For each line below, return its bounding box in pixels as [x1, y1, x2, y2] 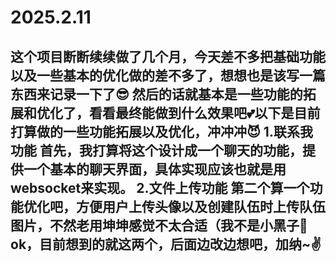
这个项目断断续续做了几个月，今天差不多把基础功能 [10, 48, 326, 65]
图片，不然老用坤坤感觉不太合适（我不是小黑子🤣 [10, 217, 308, 234]
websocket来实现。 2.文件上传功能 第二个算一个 [10, 179, 310, 196]
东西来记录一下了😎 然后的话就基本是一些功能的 [10, 86, 303, 103]
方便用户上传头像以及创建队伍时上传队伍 [75, 198, 326, 215]
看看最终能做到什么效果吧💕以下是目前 [88, 104, 321, 121]
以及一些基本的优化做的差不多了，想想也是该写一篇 [10, 67, 326, 84]
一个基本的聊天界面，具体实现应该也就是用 [23, 161, 287, 178]
